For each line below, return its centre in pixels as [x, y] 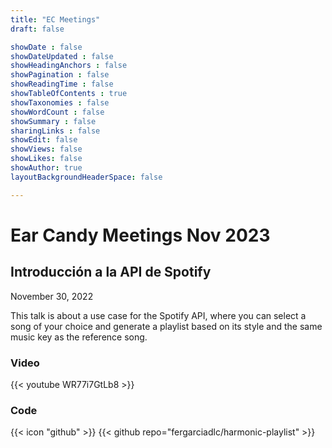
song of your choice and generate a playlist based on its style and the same [166, 326]
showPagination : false [60, 75]
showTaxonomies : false [60, 102]
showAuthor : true [46, 168]
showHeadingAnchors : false [69, 66]
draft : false [37, 29]
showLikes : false [46, 159]
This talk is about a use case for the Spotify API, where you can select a [158, 315]
